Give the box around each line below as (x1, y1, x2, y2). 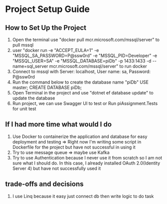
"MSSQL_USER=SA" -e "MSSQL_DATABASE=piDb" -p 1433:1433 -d (12, 58, 152, 63)
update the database (12, 95, 55, 101)
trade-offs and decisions (5, 180, 84, 188)
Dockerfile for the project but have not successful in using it (12, 144, 136, 150)
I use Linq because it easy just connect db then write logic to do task (12, 193, 154, 199)
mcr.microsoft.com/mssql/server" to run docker (49, 63, 147, 69)
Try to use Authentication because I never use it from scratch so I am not (12, 154, 163, 160)
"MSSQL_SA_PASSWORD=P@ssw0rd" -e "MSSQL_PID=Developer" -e (12, 52, 158, 58)
